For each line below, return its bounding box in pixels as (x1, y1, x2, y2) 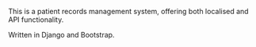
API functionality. (8, 15, 64, 24)
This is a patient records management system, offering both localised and (8, 7, 249, 16)
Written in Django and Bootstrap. (8, 31, 115, 39)
